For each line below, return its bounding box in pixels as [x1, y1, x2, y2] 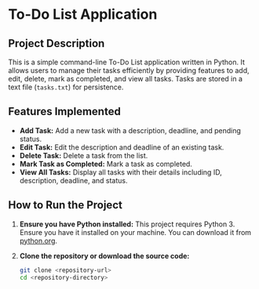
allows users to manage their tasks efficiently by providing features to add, [8, 66, 250, 75]
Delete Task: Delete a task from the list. [19, 150, 148, 160]
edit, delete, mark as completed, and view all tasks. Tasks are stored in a [8, 74, 243, 83]
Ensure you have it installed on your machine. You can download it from [19, 227, 252, 237]
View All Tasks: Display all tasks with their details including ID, [19, 167, 222, 177]
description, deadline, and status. [19, 175, 128, 185]
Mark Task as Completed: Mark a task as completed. [19, 159, 192, 168]
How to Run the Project [8, 198, 123, 212]
